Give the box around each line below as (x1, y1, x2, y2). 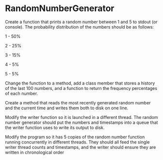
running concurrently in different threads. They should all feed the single (5, 139, 150, 145)
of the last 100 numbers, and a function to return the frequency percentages (5, 85, 158, 91)
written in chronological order (5, 149, 65, 155)
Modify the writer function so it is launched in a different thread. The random (5, 114, 158, 120)
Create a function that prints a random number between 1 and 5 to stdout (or (5, 19, 158, 25)
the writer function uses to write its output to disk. (5, 124, 105, 131)
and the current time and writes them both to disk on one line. (5, 105, 129, 111)
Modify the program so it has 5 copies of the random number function (5, 134, 145, 140)
